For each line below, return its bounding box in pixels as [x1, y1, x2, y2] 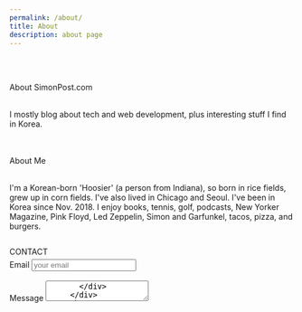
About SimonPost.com [9, 82, 93, 93]
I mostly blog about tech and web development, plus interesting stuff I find [9, 109, 287, 120]
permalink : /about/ [9, 13, 83, 23]
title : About [9, 22, 59, 31]
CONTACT [9, 246, 48, 258]
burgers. [9, 221, 42, 232]
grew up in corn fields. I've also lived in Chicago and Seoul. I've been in [9, 192, 276, 203]
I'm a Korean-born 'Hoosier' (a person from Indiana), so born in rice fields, [9, 183, 287, 194]
